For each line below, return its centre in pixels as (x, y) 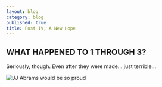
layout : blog (22, 12)
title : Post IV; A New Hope (41, 28)
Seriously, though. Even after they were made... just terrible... (81, 66)
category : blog (25, 17)
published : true (26, 22)
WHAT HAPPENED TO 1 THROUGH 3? (76, 52)
